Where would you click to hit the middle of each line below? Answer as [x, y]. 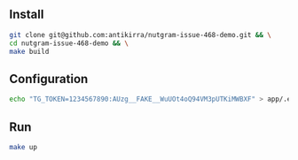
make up [24, 147]
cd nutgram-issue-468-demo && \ [69, 43]
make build [29, 51]
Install [27, 15]
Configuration [49, 79]
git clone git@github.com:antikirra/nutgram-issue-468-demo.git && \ [141, 34]
